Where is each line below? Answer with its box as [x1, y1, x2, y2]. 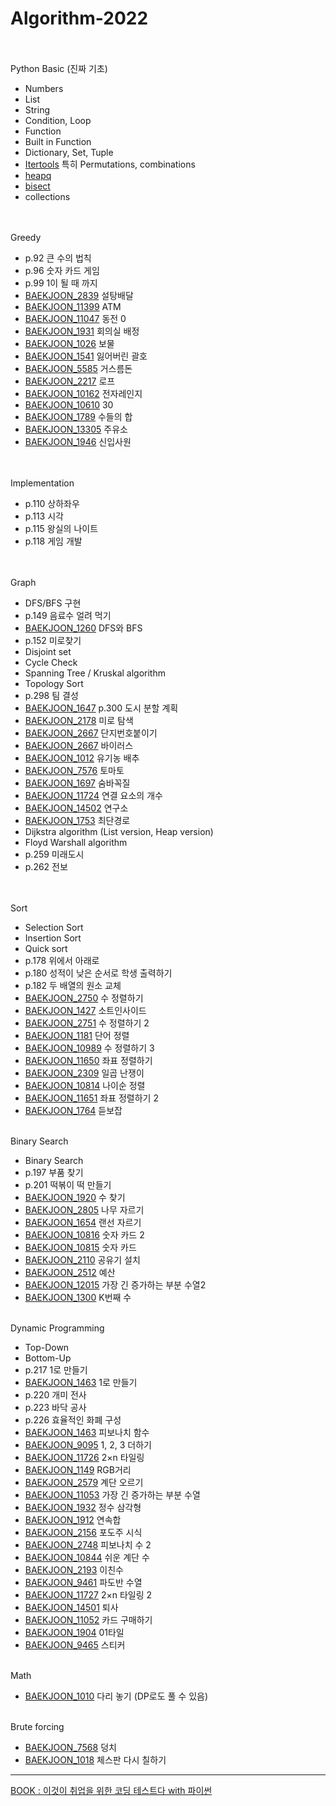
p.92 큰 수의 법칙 [24, 252, 92, 264]
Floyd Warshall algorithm [24, 836, 128, 848]
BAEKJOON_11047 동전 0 [24, 312, 127, 324]
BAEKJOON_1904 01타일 [24, 1626, 125, 1638]
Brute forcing [10, 1720, 65, 1732]
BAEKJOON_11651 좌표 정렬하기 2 [24, 1092, 159, 1104]
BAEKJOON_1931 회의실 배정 [24, 325, 140, 337]
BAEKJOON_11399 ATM [24, 300, 122, 312]
